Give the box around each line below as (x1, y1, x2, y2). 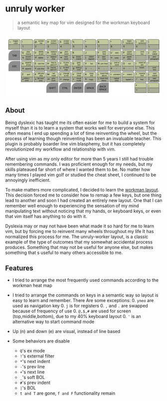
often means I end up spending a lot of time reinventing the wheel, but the (5, 130, 157, 136)
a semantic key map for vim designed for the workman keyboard (17, 19, 151, 25)
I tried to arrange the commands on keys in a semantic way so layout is (12, 292, 159, 298)
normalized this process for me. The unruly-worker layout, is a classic (5, 233, 149, 239)
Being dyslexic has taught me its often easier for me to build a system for (5, 119, 156, 125)
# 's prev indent (19, 379, 51, 385)
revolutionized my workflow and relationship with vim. (5, 146, 116, 152)
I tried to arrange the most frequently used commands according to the (12, 277, 159, 283)
